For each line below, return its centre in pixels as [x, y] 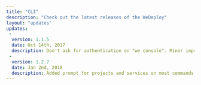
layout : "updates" [29, 23]
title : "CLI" [22, 12]
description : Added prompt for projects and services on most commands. [104, 73]
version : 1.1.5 [31, 40]
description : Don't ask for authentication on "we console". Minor [98, 51]
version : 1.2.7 [31, 62]
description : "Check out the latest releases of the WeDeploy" [87, 17]
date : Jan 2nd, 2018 [37, 67]
